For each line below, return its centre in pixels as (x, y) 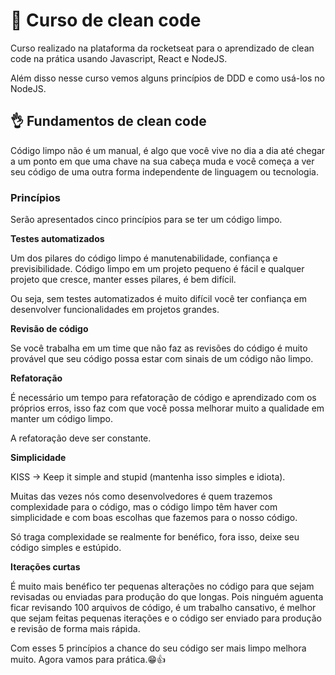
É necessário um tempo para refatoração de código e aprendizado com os (163, 398)
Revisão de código (49, 329)
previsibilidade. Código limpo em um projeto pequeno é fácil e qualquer (157, 269)
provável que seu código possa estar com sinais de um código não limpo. (162, 359)
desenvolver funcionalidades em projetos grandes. (115, 310)
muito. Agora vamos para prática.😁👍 (88, 660)
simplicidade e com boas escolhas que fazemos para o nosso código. (154, 518)
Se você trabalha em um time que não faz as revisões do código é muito (159, 348)
